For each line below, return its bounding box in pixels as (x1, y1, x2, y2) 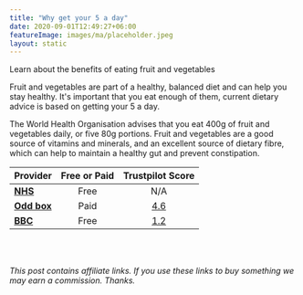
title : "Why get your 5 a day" (9, 13, 129, 23)
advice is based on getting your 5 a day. (9, 101, 160, 112)
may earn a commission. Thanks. (9, 275, 135, 286)
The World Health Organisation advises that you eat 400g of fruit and (9, 119, 270, 130)
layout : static (9, 38, 68, 48)
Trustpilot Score (122, 170, 195, 183)
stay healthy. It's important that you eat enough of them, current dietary (9, 91, 279, 102)
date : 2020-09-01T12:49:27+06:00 (9, 22, 137, 31)
